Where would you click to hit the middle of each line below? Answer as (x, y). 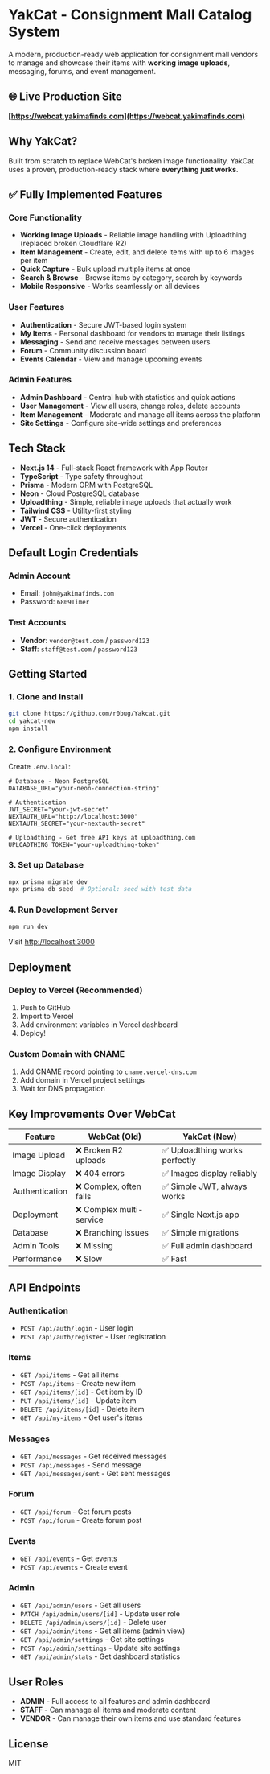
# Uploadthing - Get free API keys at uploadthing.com (102, 838)
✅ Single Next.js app (200, 1215)
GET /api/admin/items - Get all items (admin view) (102, 1631)
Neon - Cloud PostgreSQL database (80, 493)
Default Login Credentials (74, 553)
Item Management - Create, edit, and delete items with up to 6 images (137, 252)
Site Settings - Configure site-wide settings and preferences (121, 423)
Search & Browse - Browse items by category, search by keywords (131, 278)
